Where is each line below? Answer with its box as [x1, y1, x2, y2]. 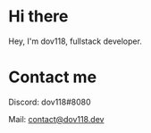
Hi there [8, 6, 69, 27]
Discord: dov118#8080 [8, 96, 91, 107]
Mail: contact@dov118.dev [8, 113, 105, 124]
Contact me [8, 67, 97, 87]
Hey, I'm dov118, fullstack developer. [8, 36, 142, 46]
